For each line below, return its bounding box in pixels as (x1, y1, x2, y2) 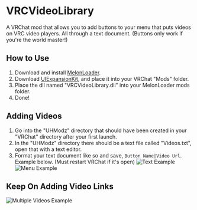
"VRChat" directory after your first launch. (14, 133, 117, 140)
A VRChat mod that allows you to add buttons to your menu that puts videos (6, 24, 191, 31)
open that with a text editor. (14, 146, 82, 153)
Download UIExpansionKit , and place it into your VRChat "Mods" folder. (14, 75, 189, 82)
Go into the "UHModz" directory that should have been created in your (14, 127, 188, 134)
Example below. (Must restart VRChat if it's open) (14, 158, 135, 165)
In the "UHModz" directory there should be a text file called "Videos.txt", (14, 139, 192, 146)
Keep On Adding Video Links (6, 181, 114, 191)
